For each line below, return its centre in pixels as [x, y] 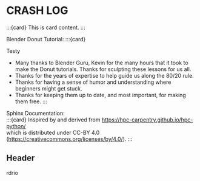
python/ [16, 126]
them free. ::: [31, 101]
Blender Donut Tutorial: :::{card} [46, 39]
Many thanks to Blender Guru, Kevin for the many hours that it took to [102, 63]
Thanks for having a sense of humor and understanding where [93, 82]
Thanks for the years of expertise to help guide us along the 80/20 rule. [104, 75]
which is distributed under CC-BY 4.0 [53, 132]
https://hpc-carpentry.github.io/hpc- [147, 120]
